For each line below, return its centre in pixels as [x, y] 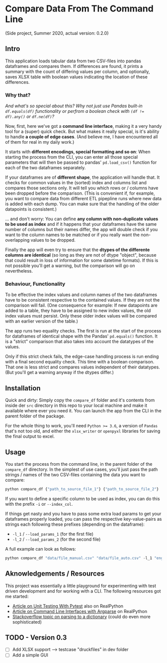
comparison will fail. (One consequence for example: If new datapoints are [81, 306]
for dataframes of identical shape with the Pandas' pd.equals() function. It [82, 336]
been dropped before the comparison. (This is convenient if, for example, [80, 193]
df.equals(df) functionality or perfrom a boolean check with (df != [75, 111]
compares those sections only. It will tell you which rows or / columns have [82, 188]
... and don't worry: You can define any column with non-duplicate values [82, 219]
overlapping [17, 240]
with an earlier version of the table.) [42, 321]
